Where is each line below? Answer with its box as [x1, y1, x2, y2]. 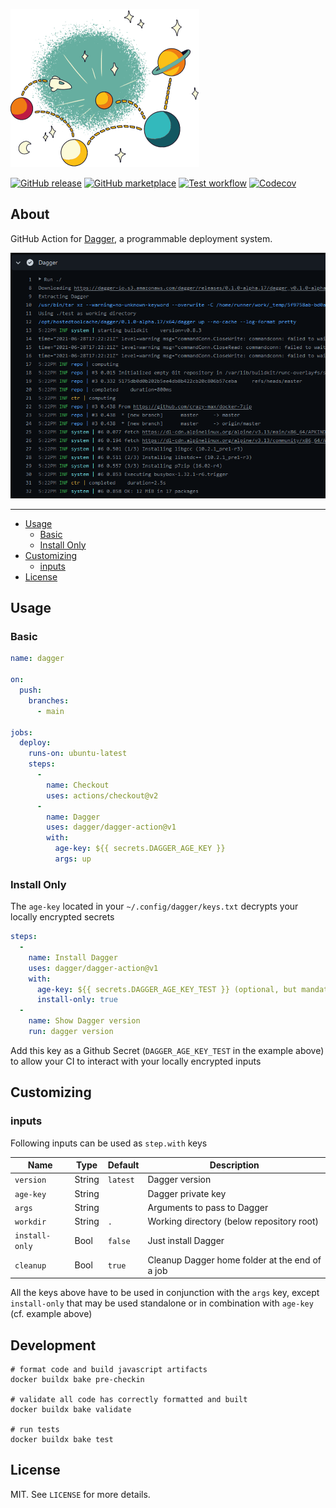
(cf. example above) [10, 1308, 93, 1320]
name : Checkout [46, 780, 110, 790]
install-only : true [36, 995, 118, 1005]
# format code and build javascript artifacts [10, 1364, 208, 1374]
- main [36, 706, 65, 716]
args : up [54, 854, 92, 864]
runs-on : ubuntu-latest [28, 749, 128, 759]
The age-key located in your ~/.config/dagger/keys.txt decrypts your [10, 900, 299, 913]
